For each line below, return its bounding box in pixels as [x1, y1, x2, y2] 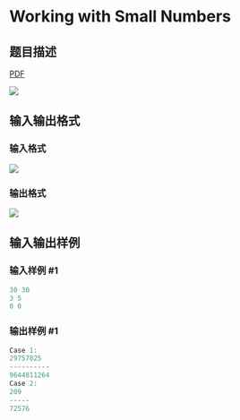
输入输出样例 [9, 236, 81, 251]
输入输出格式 [9, 114, 81, 129]
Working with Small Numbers [9, 6, 231, 27]
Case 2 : [9, 379, 39, 389]
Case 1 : [9, 346, 39, 355]
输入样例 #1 [9, 264, 58, 277]
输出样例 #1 [9, 325, 58, 338]
